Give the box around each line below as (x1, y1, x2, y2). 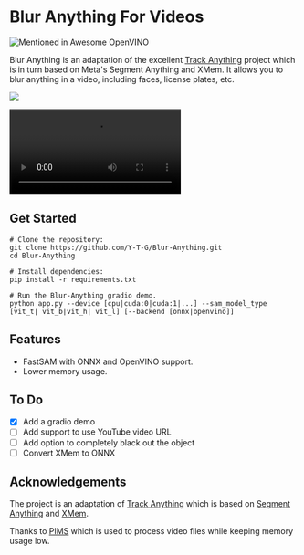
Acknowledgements (9, 475, 127, 490)
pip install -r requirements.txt (9, 275, 137, 284)
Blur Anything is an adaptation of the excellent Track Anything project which (9, 54, 296, 65)
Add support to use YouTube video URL (22, 426, 172, 437)
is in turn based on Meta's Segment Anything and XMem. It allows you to (9, 64, 284, 75)
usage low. (9, 536, 50, 547)
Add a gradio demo (22, 416, 96, 427)
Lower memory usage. (22, 365, 108, 376)
